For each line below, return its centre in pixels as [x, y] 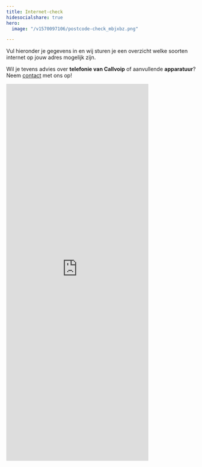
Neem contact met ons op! [39, 75]
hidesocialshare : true [35, 17]
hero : [13, 23]
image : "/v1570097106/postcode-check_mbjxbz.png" [75, 29]
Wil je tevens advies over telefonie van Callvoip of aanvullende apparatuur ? [101, 69]
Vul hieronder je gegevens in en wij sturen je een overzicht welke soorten [97, 51]
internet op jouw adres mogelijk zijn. [51, 57]
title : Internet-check [35, 12]
